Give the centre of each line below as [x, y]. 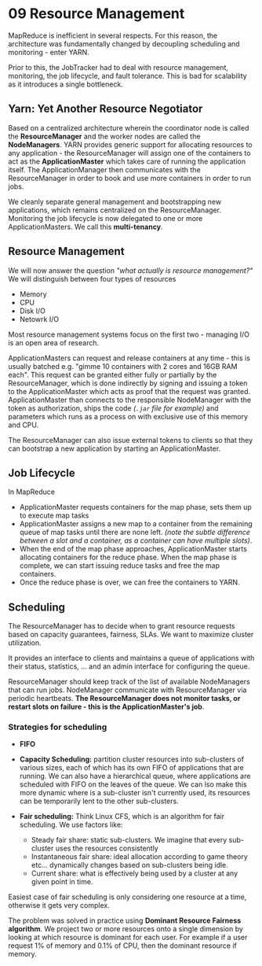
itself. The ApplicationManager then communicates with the [105, 169]
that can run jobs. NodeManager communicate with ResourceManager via [127, 690]
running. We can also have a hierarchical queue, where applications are [135, 776]
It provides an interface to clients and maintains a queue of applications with [131, 658]
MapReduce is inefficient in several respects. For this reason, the [113, 35]
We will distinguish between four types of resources [92, 278]
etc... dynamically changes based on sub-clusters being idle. [130, 865]
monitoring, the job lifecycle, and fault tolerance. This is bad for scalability [127, 76]
